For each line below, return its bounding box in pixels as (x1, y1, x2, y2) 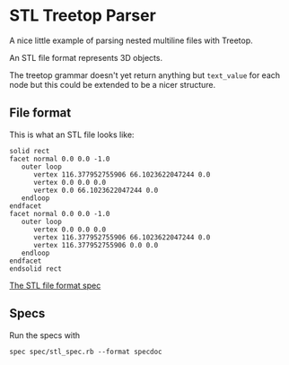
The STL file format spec (9, 280, 101, 291)
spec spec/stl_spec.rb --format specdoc (9, 347, 163, 356)
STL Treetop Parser (9, 5, 157, 26)
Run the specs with (9, 329, 81, 341)
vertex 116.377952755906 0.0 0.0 (32, 240, 159, 249)
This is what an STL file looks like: (9, 129, 135, 140)
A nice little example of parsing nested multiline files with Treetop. (9, 35, 253, 46)
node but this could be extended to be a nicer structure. (9, 79, 216, 90)
